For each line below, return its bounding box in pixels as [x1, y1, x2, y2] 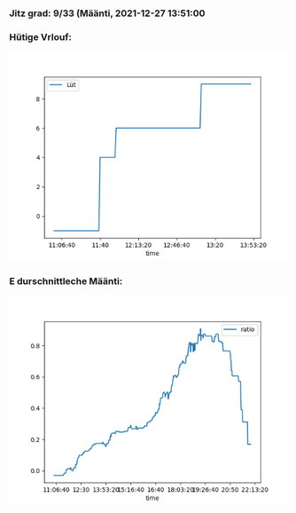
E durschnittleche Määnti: [9, 275, 123, 288]
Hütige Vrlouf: [9, 30, 73, 43]
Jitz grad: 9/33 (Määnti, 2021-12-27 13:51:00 [9, 7, 206, 20]
